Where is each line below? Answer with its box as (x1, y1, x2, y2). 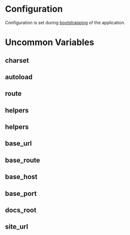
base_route (5, 156, 40, 164)
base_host (5, 173, 38, 181)
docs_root (5, 206, 37, 214)
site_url (5, 223, 28, 231)
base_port (5, 189, 37, 198)
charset (5, 56, 29, 65)
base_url (5, 140, 32, 148)
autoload (5, 72, 33, 81)
